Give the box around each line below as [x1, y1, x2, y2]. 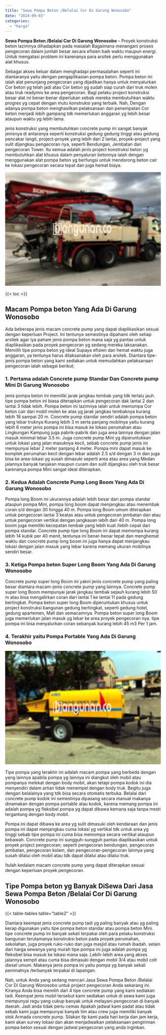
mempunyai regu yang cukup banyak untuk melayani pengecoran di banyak [5, 998, 160, 1004]
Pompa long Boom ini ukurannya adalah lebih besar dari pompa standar [5, 496, 151, 502]
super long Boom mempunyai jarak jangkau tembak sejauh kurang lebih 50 [5, 589, 157, 595]
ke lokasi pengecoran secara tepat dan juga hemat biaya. [5, 163, 122, 168]
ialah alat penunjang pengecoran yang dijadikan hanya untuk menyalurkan [5, 79, 157, 85]
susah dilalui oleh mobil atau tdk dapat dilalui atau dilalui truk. [5, 853, 130, 859]
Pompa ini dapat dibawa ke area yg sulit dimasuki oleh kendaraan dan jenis [5, 821, 158, 827]
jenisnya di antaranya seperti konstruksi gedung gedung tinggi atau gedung [5, 131, 159, 137]
